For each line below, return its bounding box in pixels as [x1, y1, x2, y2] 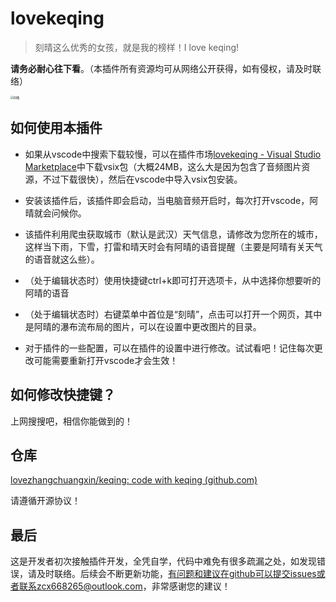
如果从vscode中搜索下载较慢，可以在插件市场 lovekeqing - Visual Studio [24, 148, 322, 160]
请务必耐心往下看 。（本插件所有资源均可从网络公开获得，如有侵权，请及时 [10, 62, 313, 74]
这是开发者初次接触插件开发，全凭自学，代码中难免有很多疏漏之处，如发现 [10, 555, 317, 567]
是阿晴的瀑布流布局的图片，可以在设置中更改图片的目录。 [24, 320, 262, 332]
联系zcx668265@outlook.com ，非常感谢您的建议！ [18, 580, 231, 592]
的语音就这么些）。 [24, 253, 100, 265]
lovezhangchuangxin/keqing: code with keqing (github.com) [10, 474, 258, 486]
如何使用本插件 [10, 120, 103, 137]
